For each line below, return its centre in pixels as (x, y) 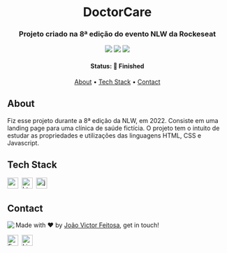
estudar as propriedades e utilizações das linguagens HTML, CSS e (104, 135)
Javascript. (23, 143)
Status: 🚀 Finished (117, 66)
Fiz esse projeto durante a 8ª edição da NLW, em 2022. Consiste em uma (113, 120)
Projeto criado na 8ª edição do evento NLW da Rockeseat (117, 34)
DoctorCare (117, 12)
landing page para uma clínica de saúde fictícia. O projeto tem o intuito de (113, 128)
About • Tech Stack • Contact (117, 82)
